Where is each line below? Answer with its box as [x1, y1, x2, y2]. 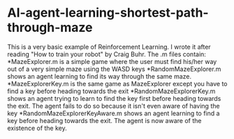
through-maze [7, 19, 93, 35]
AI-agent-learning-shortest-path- [7, 5, 209, 21]
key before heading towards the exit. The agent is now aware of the [7, 116, 202, 124]
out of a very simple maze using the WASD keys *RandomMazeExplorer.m [7, 65, 221, 73]
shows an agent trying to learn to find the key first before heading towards [7, 94, 221, 102]
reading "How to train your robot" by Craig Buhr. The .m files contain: [7, 50, 206, 58]
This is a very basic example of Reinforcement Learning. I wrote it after [7, 42, 211, 51]
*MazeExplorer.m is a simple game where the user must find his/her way [7, 57, 217, 65]
